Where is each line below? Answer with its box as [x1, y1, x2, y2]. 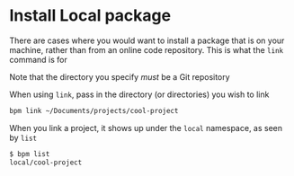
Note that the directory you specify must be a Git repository [9, 71, 231, 82]
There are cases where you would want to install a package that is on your [9, 35, 285, 46]
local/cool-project [9, 158, 83, 167]
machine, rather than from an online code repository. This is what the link [9, 44, 284, 55]
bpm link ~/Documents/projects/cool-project [9, 106, 179, 115]
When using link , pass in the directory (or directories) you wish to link [9, 89, 270, 100]
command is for [9, 54, 67, 65]
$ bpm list [9, 149, 50, 158]
